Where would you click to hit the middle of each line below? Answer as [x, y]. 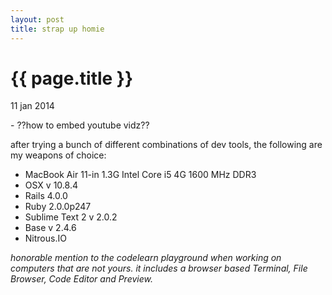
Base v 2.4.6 [50, 228]
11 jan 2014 [32, 106]
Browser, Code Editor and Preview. [81, 279]
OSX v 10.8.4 [51, 185]
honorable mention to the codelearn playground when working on [146, 258]
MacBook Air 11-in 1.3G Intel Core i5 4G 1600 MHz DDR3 [140, 175]
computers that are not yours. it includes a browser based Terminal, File [159, 268]
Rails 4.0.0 [46, 196]
